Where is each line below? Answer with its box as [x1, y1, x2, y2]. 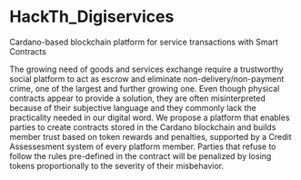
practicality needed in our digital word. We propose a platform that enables [9, 112, 290, 123]
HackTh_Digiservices [9, 6, 175, 27]
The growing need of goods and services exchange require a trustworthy [9, 64, 284, 75]
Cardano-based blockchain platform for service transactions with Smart [9, 36, 279, 47]
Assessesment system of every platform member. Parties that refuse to [9, 141, 276, 152]
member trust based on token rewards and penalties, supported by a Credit [9, 131, 292, 142]
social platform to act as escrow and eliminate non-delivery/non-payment [9, 73, 285, 84]
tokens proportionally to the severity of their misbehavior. [9, 160, 225, 171]
